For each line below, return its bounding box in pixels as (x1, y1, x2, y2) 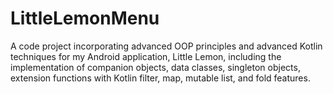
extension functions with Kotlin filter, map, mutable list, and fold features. (10, 72, 311, 84)
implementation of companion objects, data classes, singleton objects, (10, 61, 301, 73)
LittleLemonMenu (10, 7, 160, 30)
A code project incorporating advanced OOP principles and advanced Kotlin (10, 40, 323, 52)
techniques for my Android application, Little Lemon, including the (10, 50, 282, 62)
